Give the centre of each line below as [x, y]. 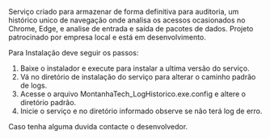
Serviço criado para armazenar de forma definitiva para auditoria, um [124, 12]
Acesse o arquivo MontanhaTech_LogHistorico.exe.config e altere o [133, 94]
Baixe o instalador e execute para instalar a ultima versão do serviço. [135, 68]
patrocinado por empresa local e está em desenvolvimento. [107, 37]
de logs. [34, 85]
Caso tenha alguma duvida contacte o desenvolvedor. [98, 127]
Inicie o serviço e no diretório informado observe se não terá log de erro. [141, 111]
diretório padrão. [48, 102]
